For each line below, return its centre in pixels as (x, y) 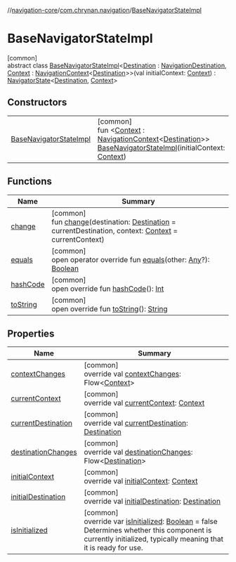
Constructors (37, 102)
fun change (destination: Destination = (114, 222)
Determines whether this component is (148, 530)
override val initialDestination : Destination (152, 502)
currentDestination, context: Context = (114, 230)
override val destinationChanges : (138, 452)
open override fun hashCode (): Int (108, 289)
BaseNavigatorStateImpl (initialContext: (161, 148)
